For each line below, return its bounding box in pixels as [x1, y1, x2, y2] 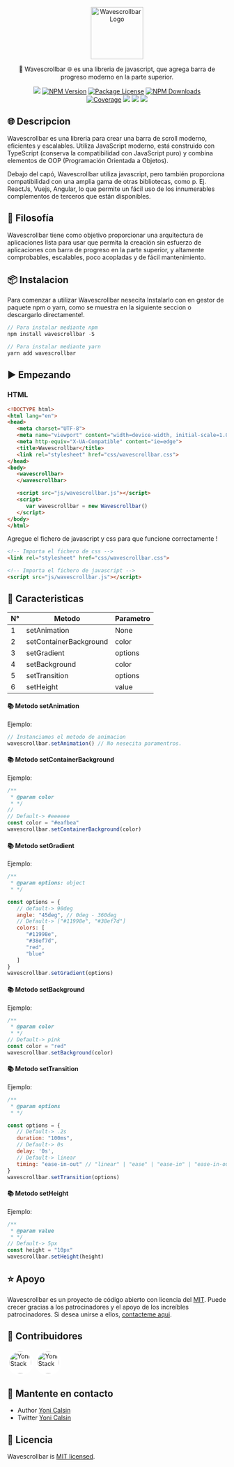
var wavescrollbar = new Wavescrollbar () [25, 502, 148, 509]
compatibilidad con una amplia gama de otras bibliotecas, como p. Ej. [7, 177, 207, 185]
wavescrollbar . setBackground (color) [7, 1049, 114, 1056]
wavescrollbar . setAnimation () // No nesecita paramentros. [7, 739, 182, 747]
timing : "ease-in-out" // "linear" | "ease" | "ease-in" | [16, 1160, 192, 1167]
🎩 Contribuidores [7, 1330, 83, 1342]
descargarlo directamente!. [7, 311, 85, 319]
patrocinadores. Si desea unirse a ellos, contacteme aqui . [7, 1310, 172, 1319]
